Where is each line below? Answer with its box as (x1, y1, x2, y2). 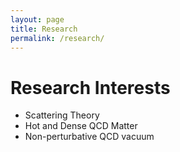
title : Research (10, 24, 78, 34)
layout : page (10, 14, 65, 25)
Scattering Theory (24, 109, 100, 121)
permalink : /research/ (10, 33, 105, 43)
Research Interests (10, 76, 171, 99)
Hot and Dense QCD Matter (24, 120, 138, 132)
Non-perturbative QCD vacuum (24, 131, 155, 143)
